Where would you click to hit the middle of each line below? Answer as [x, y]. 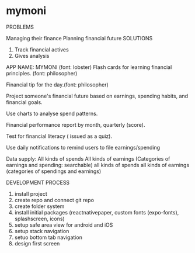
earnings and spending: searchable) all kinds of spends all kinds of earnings [98, 165]
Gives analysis [32, 56]
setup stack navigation [42, 231]
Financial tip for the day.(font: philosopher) [58, 84]
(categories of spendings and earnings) [54, 171]
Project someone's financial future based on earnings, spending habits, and [97, 96]
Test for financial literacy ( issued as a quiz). [59, 136]
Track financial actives [41, 49]
